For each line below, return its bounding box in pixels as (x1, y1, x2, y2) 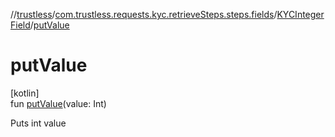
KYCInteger (276, 9, 325, 20)
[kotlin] (10, 87, 40, 99)
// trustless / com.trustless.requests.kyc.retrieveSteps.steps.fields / (10, 9, 278, 20)
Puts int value (10, 117, 67, 129)
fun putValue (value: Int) (10, 97, 107, 109)
